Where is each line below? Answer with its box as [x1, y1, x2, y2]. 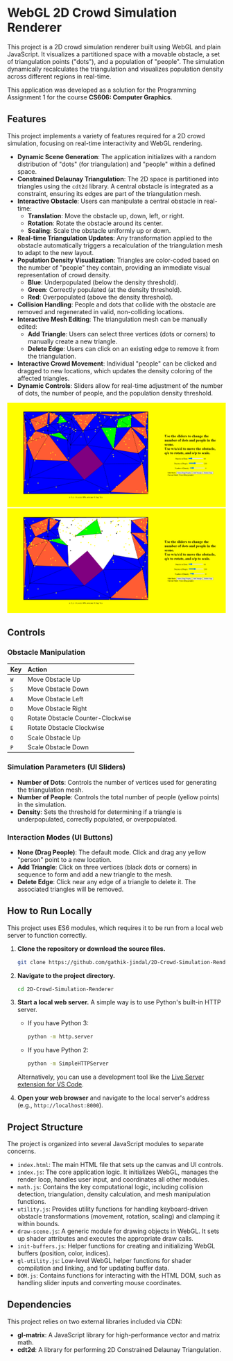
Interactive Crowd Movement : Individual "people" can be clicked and [17, 359, 217, 368]
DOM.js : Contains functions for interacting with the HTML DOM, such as [17, 1271, 221, 1280]
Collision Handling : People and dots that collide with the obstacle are [17, 300, 216, 309]
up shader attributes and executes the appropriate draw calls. [17, 1234, 194, 1242]
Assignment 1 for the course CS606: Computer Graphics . [7, 92, 173, 101]
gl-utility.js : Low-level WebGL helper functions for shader [17, 1257, 192, 1264]
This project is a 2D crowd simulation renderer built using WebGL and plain [7, 42, 221, 51]
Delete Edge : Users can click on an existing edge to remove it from [27, 344, 220, 352]
